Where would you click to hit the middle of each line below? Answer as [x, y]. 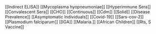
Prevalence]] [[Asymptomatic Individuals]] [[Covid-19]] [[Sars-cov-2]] [74, 17]
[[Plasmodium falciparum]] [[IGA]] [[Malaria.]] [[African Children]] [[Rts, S [78, 22]
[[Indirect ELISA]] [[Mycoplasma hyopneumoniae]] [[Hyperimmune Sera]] [78, 7]
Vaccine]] [14, 27]
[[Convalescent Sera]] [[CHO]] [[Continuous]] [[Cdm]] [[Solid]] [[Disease [78, 12]
